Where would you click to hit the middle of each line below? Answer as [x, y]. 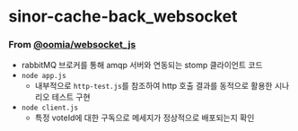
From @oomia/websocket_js [72, 45]
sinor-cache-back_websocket [123, 17]
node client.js [50, 108]
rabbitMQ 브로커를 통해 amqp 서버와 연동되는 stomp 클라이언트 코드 [142, 65]
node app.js [44, 76]
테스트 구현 [71, 97]
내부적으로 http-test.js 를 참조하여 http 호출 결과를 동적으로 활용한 [153, 86]
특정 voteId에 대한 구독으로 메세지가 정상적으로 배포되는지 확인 [145, 118]
